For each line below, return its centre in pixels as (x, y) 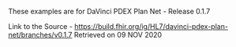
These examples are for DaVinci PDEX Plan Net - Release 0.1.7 (109, 11)
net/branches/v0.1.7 (40, 35)
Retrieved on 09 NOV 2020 (118, 35)
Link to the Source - (41, 26)
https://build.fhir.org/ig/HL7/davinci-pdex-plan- (152, 26)
